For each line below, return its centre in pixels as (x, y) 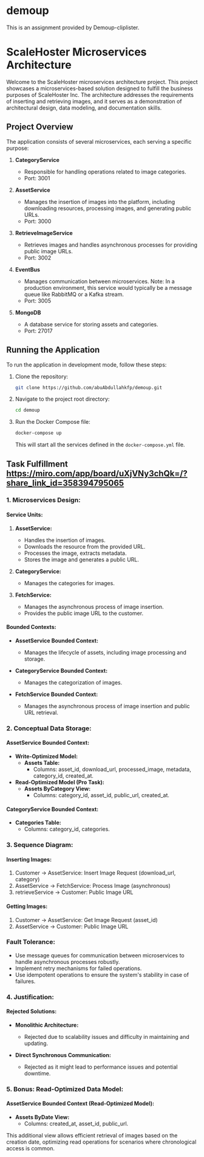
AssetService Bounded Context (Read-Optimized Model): (80, 1103)
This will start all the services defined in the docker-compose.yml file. (100, 445)
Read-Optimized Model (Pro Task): (59, 782)
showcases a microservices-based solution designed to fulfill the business (100, 88)
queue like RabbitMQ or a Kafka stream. (74, 294)
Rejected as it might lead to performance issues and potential (101, 1067)
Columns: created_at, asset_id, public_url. (76, 1124)
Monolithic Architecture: (47, 1025)
